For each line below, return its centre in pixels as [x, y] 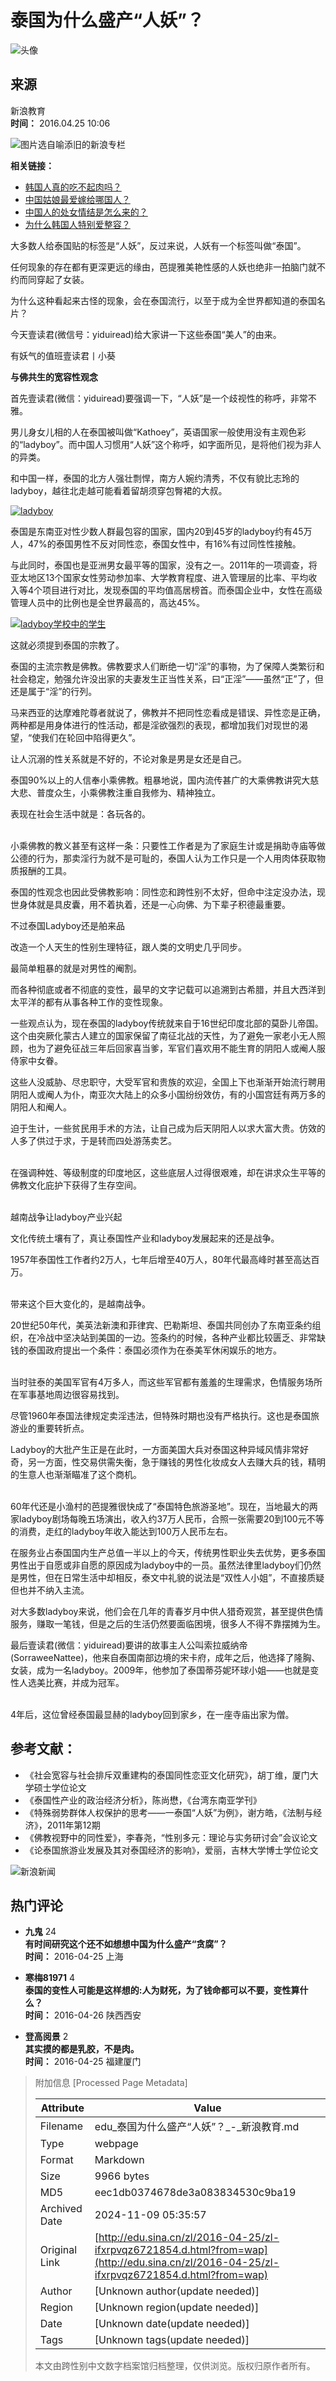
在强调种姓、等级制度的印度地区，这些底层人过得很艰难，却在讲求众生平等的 [168, 1172]
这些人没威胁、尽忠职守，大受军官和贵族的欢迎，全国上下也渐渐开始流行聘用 [168, 1082]
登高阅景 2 [46, 2037]
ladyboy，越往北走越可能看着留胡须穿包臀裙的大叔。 [119, 490]
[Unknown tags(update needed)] [172, 2340]
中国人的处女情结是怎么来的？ [86, 212]
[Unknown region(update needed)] [177, 2308]
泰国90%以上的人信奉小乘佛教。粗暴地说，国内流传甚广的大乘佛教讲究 [156, 780]
